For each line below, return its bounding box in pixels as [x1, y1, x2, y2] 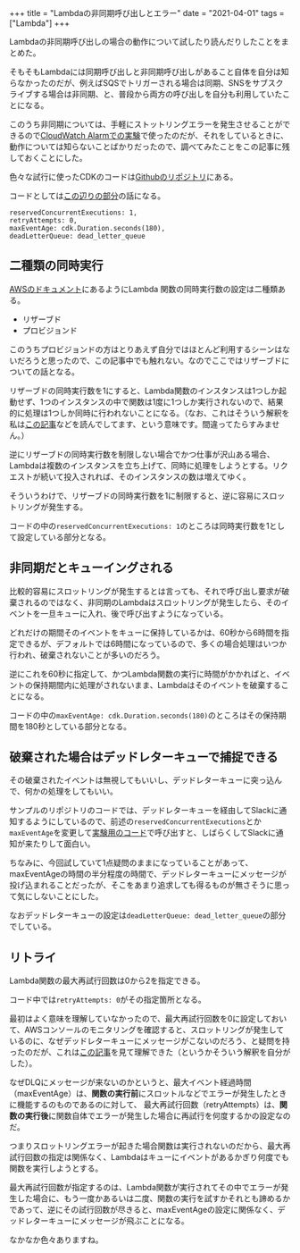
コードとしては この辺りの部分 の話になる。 [9, 190, 166, 201]
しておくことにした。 [9, 153, 87, 163]
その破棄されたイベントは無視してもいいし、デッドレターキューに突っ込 [9, 775, 275, 786]
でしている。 [9, 921, 56, 932]
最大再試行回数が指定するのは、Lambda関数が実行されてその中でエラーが [9, 1182, 281, 1193]
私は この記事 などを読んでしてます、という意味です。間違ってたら [9, 418, 249, 429]
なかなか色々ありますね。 [9, 1234, 104, 1245]
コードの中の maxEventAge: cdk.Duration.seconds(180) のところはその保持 [9, 710, 279, 720]
